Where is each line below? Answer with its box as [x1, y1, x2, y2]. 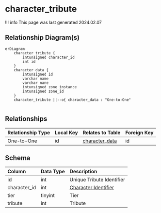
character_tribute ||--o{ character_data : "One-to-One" [14, 97, 131, 102]
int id [22, 59, 36, 64]
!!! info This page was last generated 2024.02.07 [5, 19, 102, 25]
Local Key [55, 129, 79, 136]
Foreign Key [125, 129, 154, 136]
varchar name [22, 76, 49, 81]
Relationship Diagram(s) [5, 33, 80, 42]
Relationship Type [7, 129, 50, 136]
